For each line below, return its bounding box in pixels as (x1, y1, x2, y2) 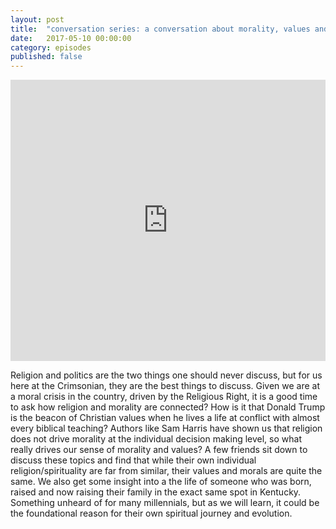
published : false (10, 52, 83, 62)
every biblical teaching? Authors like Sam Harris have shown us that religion (10, 422, 323, 435)
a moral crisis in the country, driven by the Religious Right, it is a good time (10, 391, 318, 403)
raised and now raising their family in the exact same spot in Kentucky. (10, 486, 302, 498)
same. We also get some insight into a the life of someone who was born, (10, 476, 312, 488)
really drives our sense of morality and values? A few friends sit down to (10, 444, 308, 456)
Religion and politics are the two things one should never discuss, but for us (10, 369, 323, 381)
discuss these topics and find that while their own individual (10, 454, 257, 466)
